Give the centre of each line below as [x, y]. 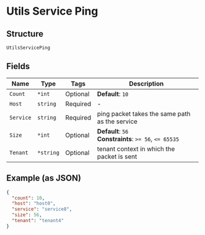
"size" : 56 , [27, 215]
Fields [18, 66]
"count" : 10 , [28, 198]
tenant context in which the [136, 149]
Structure [25, 34]
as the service [117, 121]
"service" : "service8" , [42, 209]
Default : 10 [113, 94]
